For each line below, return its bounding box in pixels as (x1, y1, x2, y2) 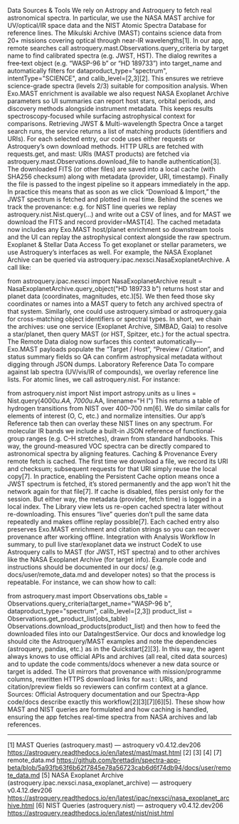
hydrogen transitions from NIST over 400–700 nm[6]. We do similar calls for (7, 404, 230, 412)
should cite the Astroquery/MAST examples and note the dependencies (7, 637, 217, 645)
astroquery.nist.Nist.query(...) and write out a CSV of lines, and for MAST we (7, 210, 232, 218)
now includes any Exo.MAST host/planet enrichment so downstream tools (7, 226, 224, 233)
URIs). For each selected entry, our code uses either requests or (7, 134, 196, 143)
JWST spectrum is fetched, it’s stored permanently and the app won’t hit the (7, 480, 231, 488)
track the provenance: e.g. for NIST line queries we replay (7, 203, 177, 211)
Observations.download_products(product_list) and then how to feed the (7, 622, 221, 630)
